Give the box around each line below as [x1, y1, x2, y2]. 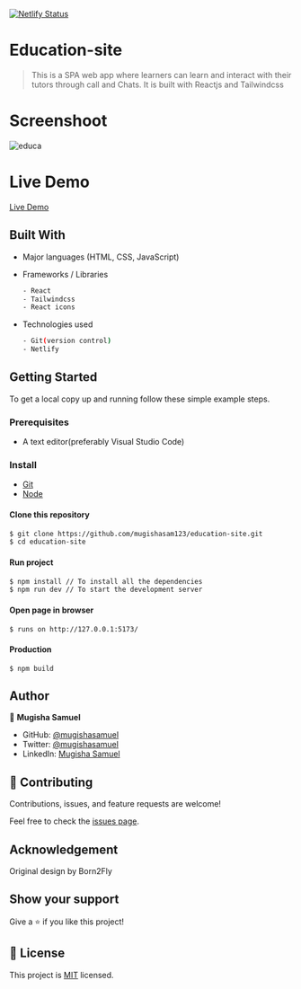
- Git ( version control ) [22, 337, 112, 346]
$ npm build [9, 664, 54, 673]
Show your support [9, 892, 120, 907]
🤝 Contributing [9, 774, 93, 790]
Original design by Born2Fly [9, 866, 112, 877]
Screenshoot [9, 110, 108, 131]
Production [9, 643, 52, 655]
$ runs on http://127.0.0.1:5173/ [9, 624, 139, 633]
